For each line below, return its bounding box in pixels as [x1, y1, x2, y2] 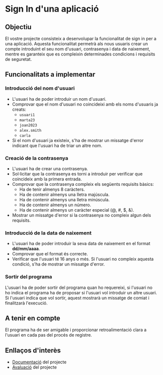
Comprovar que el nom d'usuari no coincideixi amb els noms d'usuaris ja [12, 101, 158, 107]
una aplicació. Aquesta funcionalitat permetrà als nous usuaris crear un [5, 41, 148, 47]
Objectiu [5, 23, 32, 31]
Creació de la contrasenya [5, 155, 69, 161]
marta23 [19, 118, 35, 123]
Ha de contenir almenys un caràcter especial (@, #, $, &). [19, 207, 134, 213]
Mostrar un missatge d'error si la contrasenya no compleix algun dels [12, 212, 151, 218]
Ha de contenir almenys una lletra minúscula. [19, 196, 110, 202]
